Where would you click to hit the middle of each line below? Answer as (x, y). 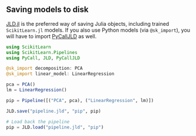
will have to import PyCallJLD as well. (52, 36)
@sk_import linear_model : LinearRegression (60, 74)
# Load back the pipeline (38, 122)
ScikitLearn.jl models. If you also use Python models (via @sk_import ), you (98, 30)
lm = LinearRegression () (36, 90)
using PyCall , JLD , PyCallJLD (43, 58)
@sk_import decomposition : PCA (44, 69)
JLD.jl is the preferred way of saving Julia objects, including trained (88, 23)
